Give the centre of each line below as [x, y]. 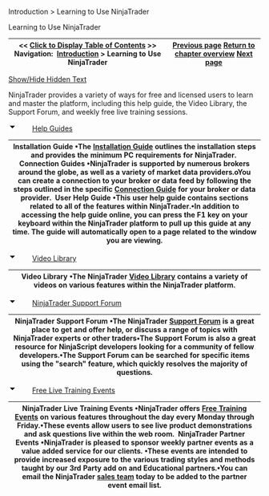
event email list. [134, 485]
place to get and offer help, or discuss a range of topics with [134, 329]
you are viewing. [134, 240]
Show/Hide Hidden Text [47, 79]
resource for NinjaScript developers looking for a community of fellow [134, 346]
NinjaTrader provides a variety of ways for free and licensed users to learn [131, 95]
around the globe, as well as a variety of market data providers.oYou [134, 172]
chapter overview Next [214, 53]
